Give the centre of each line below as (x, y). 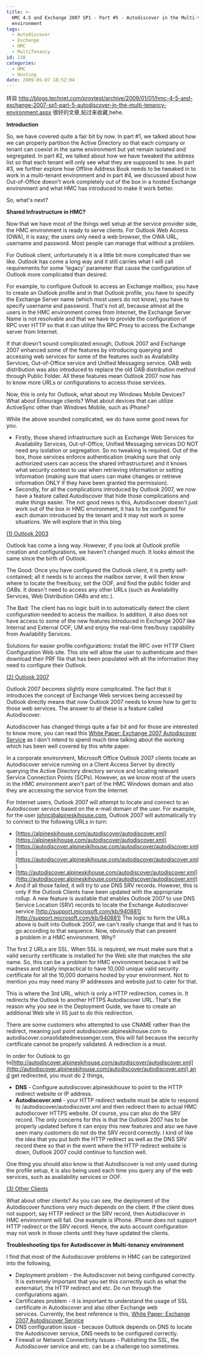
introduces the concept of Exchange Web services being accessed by (95, 695)
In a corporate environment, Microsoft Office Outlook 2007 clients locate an (101, 758)
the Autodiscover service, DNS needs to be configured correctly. (97, 1333)
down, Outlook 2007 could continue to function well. (81, 1152)
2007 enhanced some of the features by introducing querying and (89, 350)
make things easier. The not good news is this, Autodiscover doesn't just (106, 502)
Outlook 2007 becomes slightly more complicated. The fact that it (89, 689)
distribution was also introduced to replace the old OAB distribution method (101, 369)
